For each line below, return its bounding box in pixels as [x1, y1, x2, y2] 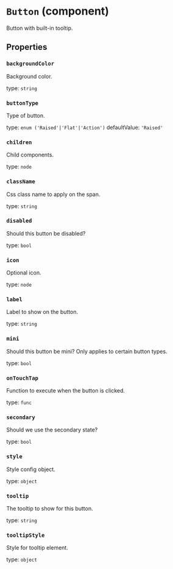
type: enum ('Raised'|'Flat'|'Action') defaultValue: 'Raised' [6, 124, 163, 131]
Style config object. [6, 466, 56, 473]
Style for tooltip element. [6, 544, 68, 551]
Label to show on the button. [6, 309, 78, 316]
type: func [6, 399, 32, 406]
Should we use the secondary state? [6, 426, 98, 433]
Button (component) [6, 4, 110, 18]
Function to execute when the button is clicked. [6, 387, 125, 394]
